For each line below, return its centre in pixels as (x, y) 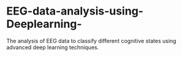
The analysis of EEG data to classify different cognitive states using (91, 41)
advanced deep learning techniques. (53, 47)
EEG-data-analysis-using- (75, 11)
